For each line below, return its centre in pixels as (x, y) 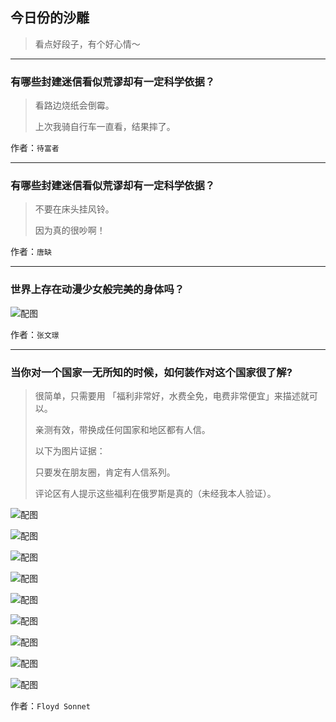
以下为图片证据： (70, 451)
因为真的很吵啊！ (70, 230)
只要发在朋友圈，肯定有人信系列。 (105, 472)
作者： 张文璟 (35, 334)
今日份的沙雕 (50, 18)
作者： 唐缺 (31, 252)
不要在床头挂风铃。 (74, 209)
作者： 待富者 (35, 148)
